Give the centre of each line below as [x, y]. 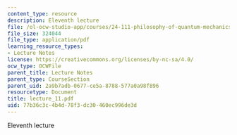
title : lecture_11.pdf [41, 99]
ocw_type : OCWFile [34, 66]
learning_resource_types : [45, 46]
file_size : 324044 [34, 33]
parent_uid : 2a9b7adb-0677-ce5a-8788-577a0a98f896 [83, 86]
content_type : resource [42, 14]
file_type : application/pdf [49, 40]
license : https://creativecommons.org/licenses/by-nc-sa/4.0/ [101, 60]
